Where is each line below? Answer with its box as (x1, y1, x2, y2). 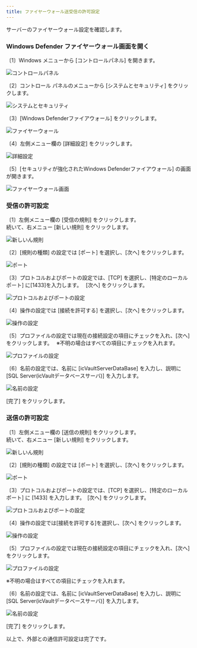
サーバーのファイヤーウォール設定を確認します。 (6, 26, 126, 33)
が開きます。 (6, 172, 37, 180)
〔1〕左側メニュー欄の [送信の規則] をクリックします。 (6, 429, 139, 436)
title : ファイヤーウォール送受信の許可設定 (6, 8, 100, 15)
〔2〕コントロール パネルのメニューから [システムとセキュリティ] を (6, 81, 173, 89)
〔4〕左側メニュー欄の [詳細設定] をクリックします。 (6, 140, 135, 147)
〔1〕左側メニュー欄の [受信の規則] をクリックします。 (6, 216, 139, 224)
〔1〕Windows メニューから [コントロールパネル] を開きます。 (6, 56, 158, 64)
